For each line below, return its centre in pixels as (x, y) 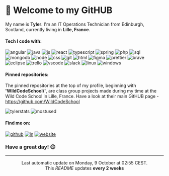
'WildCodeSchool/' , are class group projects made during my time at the (81, 91)
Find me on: (18, 123)
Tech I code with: (23, 41)
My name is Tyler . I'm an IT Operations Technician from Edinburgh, (75, 24)
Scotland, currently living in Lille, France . (48, 29)
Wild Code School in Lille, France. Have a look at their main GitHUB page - (82, 96)
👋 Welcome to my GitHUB (59, 10)
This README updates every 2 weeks (84, 168)
